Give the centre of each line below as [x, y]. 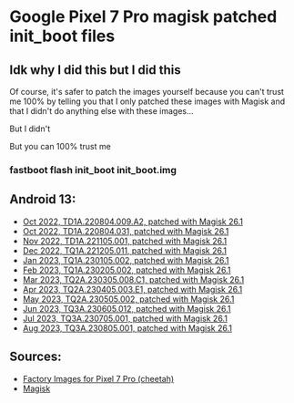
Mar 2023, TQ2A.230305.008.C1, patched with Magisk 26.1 [133, 279]
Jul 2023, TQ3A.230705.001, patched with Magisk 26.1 [125, 318]
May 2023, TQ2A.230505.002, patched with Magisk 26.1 [128, 299]
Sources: [35, 357]
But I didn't [30, 129]
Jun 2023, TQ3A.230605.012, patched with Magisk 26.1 [127, 308]
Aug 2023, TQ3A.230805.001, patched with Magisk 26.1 [127, 328]
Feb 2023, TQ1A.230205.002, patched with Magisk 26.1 [127, 270]
